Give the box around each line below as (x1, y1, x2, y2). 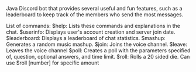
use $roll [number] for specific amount (6, 59, 99, 66)
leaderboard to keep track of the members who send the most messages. (6, 11, 184, 18)
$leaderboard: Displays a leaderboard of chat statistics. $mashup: (6, 35, 166, 41)
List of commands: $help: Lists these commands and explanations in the (6, 23, 180, 29)
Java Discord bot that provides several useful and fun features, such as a (6, 5, 183, 12)
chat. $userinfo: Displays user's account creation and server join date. (6, 28, 176, 35)
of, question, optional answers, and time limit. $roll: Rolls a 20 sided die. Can (6, 53, 190, 60)
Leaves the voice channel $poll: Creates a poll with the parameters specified (6, 47, 191, 54)
